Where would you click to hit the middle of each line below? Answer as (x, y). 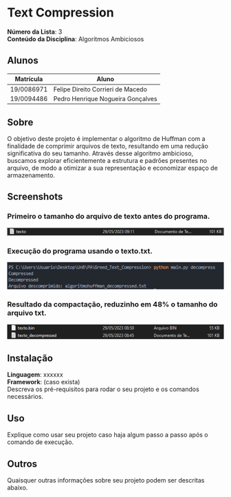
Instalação (30, 358)
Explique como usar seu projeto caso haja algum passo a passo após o (108, 435)
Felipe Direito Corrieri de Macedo (100, 89)
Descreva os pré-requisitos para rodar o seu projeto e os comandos (103, 389)
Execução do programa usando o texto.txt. (80, 251)
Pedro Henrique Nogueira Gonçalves (105, 98)
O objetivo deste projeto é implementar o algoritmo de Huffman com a (106, 139)
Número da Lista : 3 (35, 32)
